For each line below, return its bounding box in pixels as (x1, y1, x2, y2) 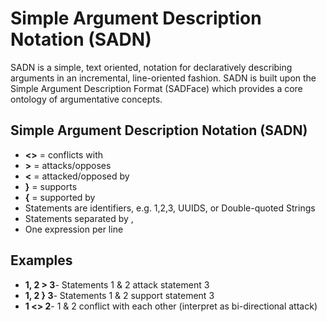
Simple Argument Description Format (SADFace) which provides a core (10, 82, 303, 94)
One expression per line (24, 223, 124, 235)
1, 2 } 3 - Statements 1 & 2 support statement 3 (24, 289, 215, 301)
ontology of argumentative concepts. (10, 93, 163, 105)
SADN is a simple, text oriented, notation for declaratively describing (10, 61, 293, 73)
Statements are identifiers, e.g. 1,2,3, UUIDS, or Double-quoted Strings (24, 202, 316, 214)
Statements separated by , (24, 212, 134, 224)
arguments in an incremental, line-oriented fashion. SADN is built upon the (10, 72, 317, 84)
